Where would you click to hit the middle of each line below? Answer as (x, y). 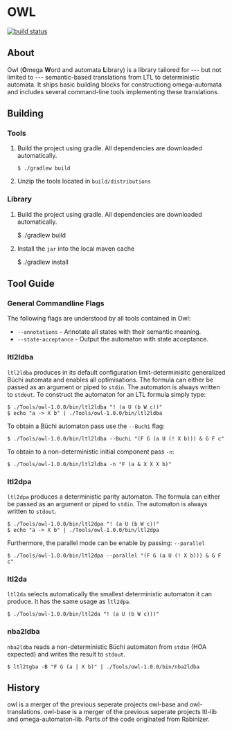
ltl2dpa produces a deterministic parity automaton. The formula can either (114, 497)
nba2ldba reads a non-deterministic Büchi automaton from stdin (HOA (107, 647)
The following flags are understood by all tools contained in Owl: (99, 319)
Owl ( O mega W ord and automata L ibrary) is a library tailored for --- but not (114, 69)
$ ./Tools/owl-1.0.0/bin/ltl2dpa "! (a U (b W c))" (83, 524)
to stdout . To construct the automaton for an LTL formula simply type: (107, 394)
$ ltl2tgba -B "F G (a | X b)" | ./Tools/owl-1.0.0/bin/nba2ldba (103, 667)
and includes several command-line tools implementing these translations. (113, 91)
